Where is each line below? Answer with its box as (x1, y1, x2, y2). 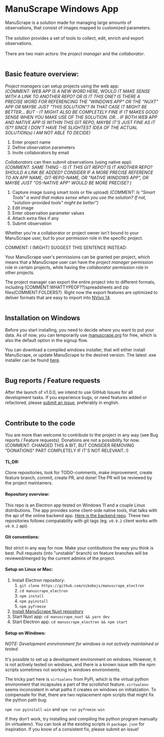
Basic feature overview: (5, 70, 79, 79)
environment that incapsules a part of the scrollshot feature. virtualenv (5, 681, 149, 687)
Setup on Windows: (5, 630, 46, 636)
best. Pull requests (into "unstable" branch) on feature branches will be (5, 550, 148, 556)
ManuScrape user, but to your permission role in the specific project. (5, 235, 143, 241)
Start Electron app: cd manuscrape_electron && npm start (12, 619, 128, 625)
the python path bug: (5, 697, 47, 703)
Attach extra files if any (12, 215, 59, 221)
